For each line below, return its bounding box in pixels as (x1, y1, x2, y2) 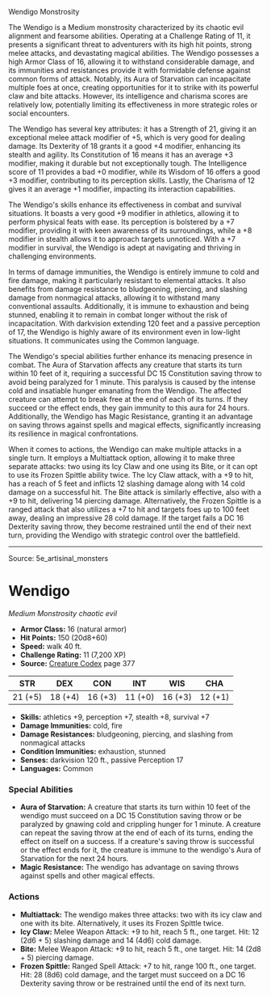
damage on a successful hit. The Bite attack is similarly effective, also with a (8, 487, 262, 496)
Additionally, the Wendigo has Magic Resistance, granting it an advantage (8, 411, 253, 421)
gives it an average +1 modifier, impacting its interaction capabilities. (8, 184, 236, 193)
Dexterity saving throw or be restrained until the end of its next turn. (19, 978, 246, 988)
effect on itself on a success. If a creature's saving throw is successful (19, 837, 255, 846)
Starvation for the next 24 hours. (19, 854, 129, 863)
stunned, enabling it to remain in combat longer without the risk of (8, 310, 228, 319)
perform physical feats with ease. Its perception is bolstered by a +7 (8, 217, 236, 226)
